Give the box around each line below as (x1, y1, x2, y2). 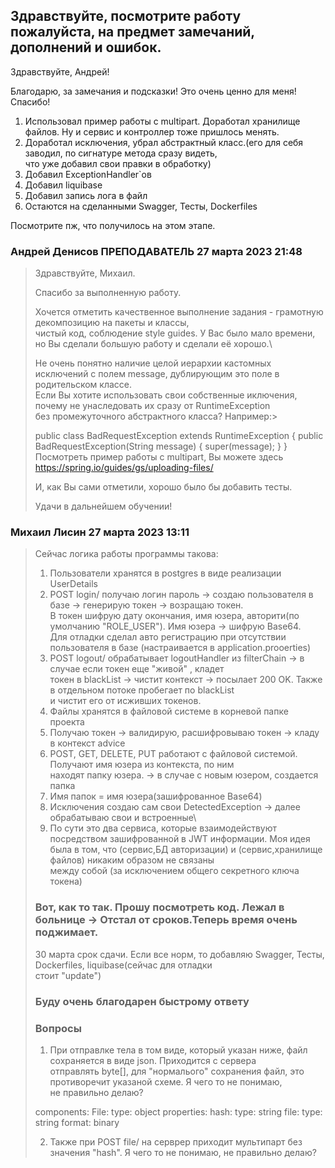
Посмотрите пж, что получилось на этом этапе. (10, 219, 216, 231)
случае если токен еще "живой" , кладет (49, 663, 225, 675)
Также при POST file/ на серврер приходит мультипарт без (49, 1135, 303, 1148)
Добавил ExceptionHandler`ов (24, 168, 152, 180)
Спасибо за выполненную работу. (34, 287, 182, 299)
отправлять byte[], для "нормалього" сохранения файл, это (49, 1065, 305, 1077)
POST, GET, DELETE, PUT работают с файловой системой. (49, 748, 298, 760)
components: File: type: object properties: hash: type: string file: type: (34, 1105, 323, 1118)
